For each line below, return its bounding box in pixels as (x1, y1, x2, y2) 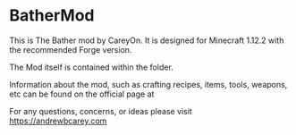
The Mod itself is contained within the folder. (9, 62, 174, 72)
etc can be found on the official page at (9, 89, 155, 99)
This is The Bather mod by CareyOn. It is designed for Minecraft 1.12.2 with (9, 35, 284, 46)
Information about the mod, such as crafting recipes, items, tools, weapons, (9, 79, 288, 89)
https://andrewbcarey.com (9, 115, 107, 126)
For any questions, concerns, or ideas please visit (9, 105, 192, 116)
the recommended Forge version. (9, 44, 132, 55)
